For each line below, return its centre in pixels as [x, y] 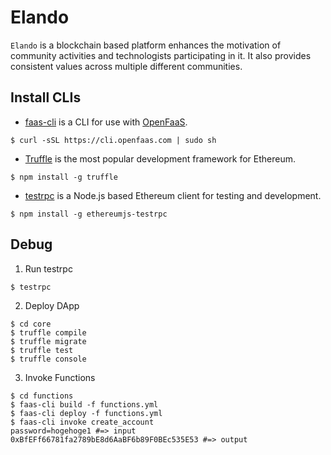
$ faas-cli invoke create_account [82, 422]
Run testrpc [48, 268]
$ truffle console [48, 359]
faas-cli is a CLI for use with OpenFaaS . [106, 122]
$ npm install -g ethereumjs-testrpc [89, 214]
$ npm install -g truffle [64, 177]
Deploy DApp [52, 305]
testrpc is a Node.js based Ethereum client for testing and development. [173, 195]
